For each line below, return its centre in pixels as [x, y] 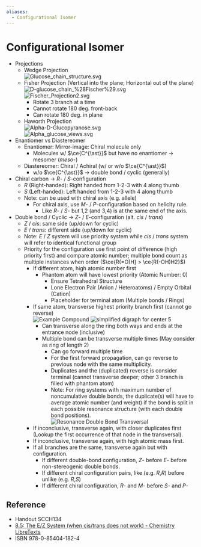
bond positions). [71, 415]
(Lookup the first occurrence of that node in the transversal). [108, 434]
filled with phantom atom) [82, 383]
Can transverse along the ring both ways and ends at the [112, 326]
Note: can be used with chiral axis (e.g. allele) [80, 198]
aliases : [17, 12]
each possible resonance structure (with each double [117, 409]
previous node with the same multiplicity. [101, 364]
